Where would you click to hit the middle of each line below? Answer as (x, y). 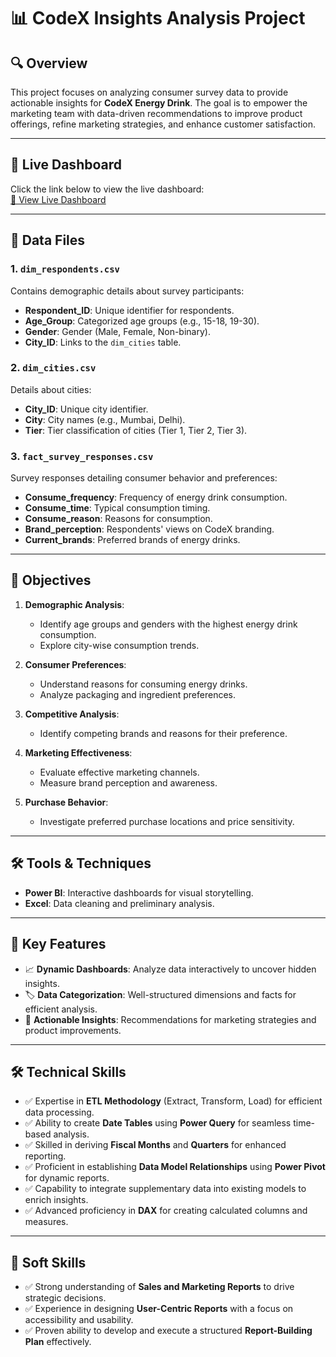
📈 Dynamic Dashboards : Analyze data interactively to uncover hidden (170, 969)
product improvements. (73, 1030)
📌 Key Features (58, 944)
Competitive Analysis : (72, 714)
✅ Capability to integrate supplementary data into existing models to (165, 1189)
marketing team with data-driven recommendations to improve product (156, 113)
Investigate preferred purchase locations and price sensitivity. (167, 821)
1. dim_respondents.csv (65, 269)
